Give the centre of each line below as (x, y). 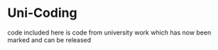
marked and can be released (49, 39)
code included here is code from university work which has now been (109, 32)
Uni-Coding (42, 13)
